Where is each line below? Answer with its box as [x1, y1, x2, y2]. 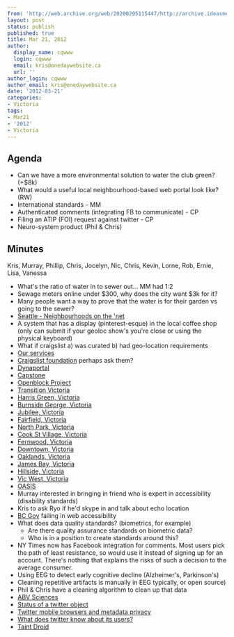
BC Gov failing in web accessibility [17, 512, 117, 519]
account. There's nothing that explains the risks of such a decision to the [17, 556, 227, 564]
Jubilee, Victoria [17, 408, 65, 416]
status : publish [7, 23, 54, 30]
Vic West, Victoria [17, 475, 69, 482]
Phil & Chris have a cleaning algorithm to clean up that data [17, 585, 187, 594]
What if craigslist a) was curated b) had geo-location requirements [17, 342, 209, 349]
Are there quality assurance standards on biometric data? [27, 526, 193, 535]
